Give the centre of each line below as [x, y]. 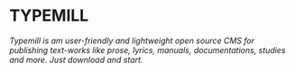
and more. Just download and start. [76, 59]
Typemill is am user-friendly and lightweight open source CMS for [132, 40]
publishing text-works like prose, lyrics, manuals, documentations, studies [147, 49]
